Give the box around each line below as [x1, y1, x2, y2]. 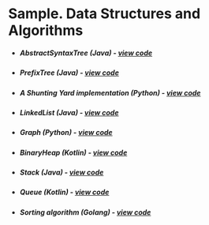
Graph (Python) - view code [19, 128, 113, 137]
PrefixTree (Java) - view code [19, 68, 120, 77]
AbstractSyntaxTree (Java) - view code [19, 48, 153, 58]
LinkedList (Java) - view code [19, 107, 119, 117]
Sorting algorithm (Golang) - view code [19, 207, 151, 217]
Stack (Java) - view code [19, 167, 104, 178]
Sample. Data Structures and [8, 5, 201, 23]
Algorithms [8, 21, 84, 39]
